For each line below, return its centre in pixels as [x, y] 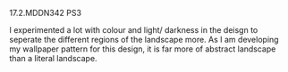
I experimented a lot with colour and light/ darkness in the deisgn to [134, 30]
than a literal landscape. [53, 58]
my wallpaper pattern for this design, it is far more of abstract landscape [143, 49]
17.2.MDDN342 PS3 [46, 13]
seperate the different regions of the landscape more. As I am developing [144, 40]
